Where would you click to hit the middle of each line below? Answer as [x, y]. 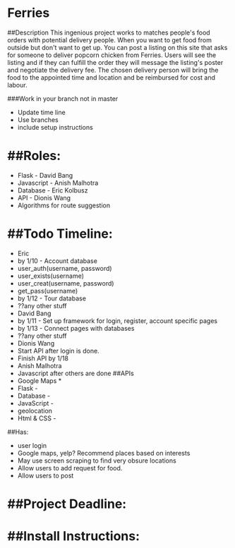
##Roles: [34, 156]
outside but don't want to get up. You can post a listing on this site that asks [117, 47]
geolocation [35, 410]
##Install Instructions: [73, 536]
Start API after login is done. [59, 351]
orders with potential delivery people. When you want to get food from [109, 39]
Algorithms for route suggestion [64, 205]
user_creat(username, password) [66, 283]
